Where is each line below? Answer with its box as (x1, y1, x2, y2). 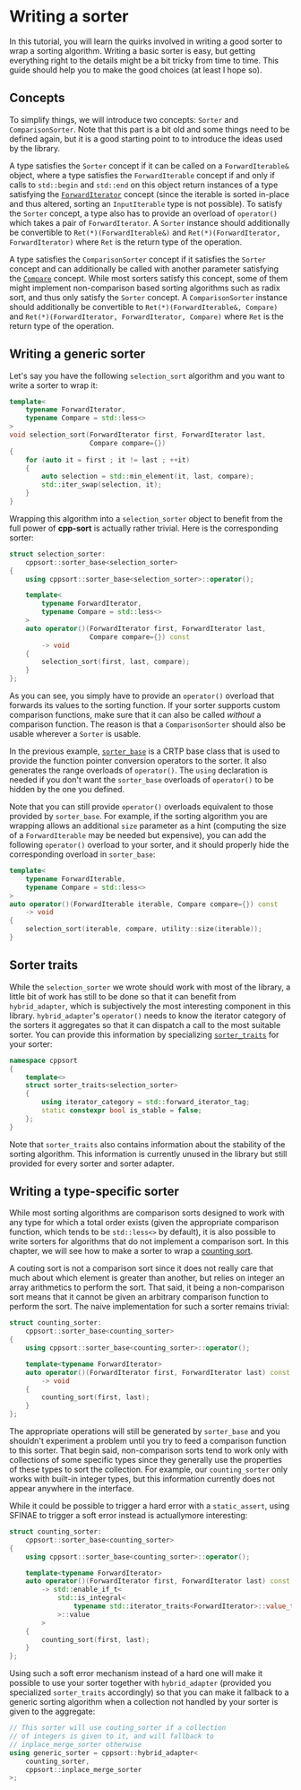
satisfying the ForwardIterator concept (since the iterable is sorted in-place (9, 188, 289, 199)
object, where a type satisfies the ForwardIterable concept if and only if (9, 169, 275, 180)
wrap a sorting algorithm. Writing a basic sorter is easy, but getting (9, 45, 256, 56)
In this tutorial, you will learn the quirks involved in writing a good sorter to (9, 36, 283, 47)
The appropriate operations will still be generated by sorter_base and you (9, 1426, 280, 1437)
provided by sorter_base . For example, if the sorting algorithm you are (9, 811, 268, 822)
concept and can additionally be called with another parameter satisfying (9, 263, 279, 274)
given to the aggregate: (9, 1706, 96, 1717)
